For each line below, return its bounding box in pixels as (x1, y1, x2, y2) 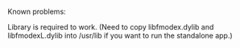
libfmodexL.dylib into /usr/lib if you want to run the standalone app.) (7, 31, 233, 40)
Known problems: (7, 7, 66, 16)
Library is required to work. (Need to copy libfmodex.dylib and (7, 22, 214, 31)
